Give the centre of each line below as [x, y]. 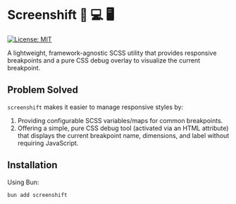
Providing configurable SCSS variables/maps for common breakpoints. [120, 120]
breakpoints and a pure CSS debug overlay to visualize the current [104, 60]
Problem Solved [43, 90]
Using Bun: [23, 182]
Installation [32, 165]
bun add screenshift [38, 195]
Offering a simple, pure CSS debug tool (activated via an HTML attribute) [123, 128]
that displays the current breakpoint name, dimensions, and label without [123, 135]
